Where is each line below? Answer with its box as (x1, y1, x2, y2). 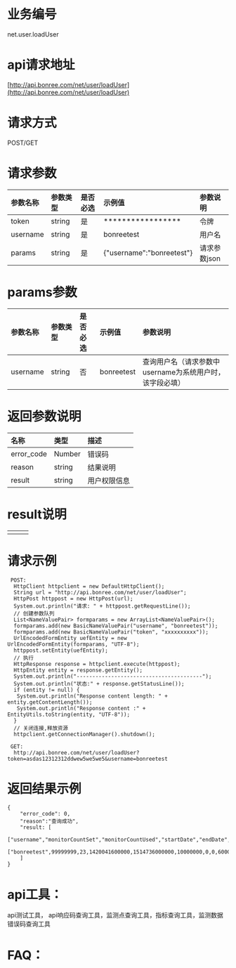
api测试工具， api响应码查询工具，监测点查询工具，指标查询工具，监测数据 (7, 911, 223, 920)
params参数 (7, 284, 77, 300)
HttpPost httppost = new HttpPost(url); (13, 595, 133, 602)
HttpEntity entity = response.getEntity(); (13, 667, 143, 674)
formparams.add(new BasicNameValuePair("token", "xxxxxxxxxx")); (13, 628, 209, 636)
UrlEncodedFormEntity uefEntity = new (13, 634, 128, 641)
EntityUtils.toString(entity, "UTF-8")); (7, 711, 131, 718)
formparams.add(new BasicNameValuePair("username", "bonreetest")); (13, 622, 218, 629)
